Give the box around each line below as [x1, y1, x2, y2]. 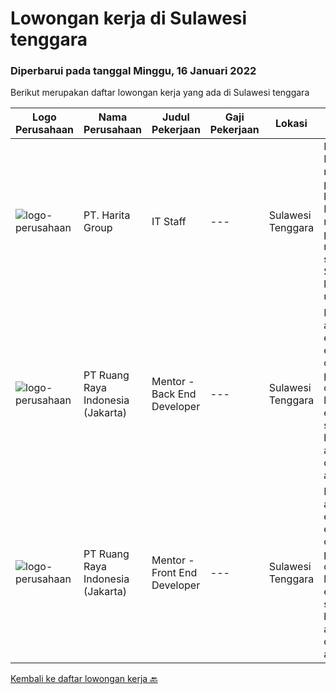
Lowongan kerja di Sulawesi [10, 7, 248, 30]
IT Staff [151, 215, 187, 229]
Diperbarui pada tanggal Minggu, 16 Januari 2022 [10, 64, 257, 78]
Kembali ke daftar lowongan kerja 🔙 [10, 673, 158, 685]
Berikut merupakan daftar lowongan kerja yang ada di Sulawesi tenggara [10, 87, 310, 99]
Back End [151, 387, 197, 401]
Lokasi [275, 117, 308, 131]
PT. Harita [83, 208, 131, 222]
